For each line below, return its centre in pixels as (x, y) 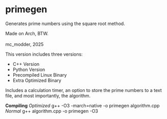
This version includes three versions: (44, 54)
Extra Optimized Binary (37, 80)
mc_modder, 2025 (25, 44)
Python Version (29, 69)
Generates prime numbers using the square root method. (65, 23)
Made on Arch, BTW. (27, 33)
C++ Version (26, 64)
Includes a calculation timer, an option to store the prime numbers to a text (83, 90)
